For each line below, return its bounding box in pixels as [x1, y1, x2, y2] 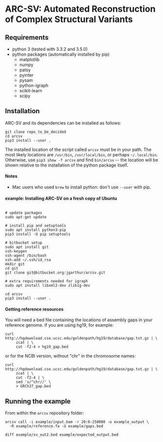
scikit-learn [19, 88, 42, 93]
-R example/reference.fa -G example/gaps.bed [9, 424, 104, 429]
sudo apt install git [5, 245, 49, 250]
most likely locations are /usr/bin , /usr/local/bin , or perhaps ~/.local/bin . [5, 151, 158, 157]
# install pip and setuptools [5, 223, 67, 228]
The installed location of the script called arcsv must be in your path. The [5, 147, 152, 152]
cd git [5, 266, 18, 271]
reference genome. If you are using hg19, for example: [5, 322, 114, 328]
